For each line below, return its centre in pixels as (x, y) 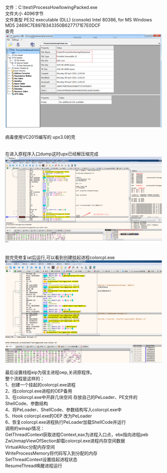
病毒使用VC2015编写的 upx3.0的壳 (40, 137)
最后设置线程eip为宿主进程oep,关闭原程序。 (50, 372)
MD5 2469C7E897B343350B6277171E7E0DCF (53, 25)
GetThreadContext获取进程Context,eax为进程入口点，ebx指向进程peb (77, 434)
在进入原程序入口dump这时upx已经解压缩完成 (52, 154)
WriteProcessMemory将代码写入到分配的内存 (51, 453)
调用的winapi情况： (25, 428)
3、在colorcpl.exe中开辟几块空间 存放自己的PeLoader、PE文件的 (71, 397)
